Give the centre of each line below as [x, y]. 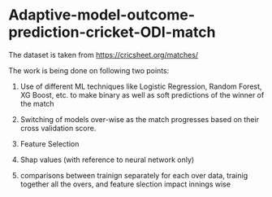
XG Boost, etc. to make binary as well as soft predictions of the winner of [142, 94]
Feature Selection [50, 143]
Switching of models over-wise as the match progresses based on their [140, 119]
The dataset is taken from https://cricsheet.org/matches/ [104, 55]
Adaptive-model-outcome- [102, 15]
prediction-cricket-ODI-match [112, 32]
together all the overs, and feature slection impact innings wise [125, 184]
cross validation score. [58, 128]
